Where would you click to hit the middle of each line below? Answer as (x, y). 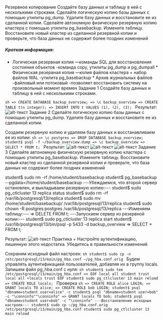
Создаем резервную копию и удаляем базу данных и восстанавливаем (80, 132)
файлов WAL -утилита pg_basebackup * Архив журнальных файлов (82, 78)
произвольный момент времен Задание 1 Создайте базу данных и (81, 88)
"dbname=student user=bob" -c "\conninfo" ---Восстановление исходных (78, 301)
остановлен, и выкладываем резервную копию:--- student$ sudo (73, 187)
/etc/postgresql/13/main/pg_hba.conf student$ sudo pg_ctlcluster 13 (77, 309)
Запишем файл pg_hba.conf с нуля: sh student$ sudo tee (64, 269)
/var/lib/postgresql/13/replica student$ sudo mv (53, 198)
